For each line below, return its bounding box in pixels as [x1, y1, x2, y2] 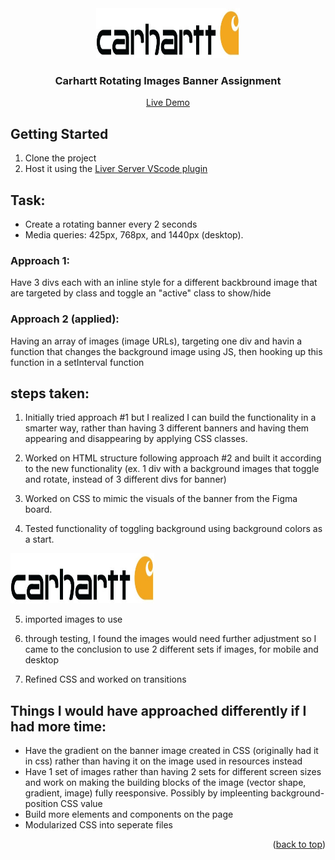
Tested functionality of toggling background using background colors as [24, 523, 323, 535]
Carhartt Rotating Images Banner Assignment [54, 73, 282, 87]
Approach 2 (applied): [10, 312, 120, 326]
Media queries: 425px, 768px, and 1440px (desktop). [24, 228, 244, 241]
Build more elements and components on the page [24, 808, 234, 821]
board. [24, 503, 53, 516]
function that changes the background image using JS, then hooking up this [10, 345, 323, 357]
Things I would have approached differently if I [10, 702, 307, 719]
